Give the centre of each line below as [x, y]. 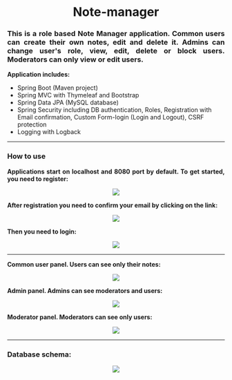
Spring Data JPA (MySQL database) [68, 103]
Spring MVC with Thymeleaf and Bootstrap [78, 95]
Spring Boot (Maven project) [58, 88]
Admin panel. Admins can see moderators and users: [85, 290]
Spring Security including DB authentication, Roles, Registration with [114, 110]
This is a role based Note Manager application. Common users [116, 34]
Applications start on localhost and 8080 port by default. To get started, [116, 171]
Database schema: [39, 354]
